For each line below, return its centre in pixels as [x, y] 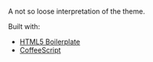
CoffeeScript [40, 50]
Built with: [24, 26]
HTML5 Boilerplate [50, 42]
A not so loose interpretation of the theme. [76, 11]
